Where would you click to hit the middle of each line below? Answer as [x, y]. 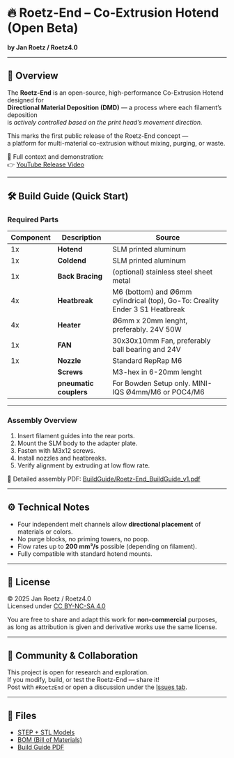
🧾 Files [22, 716]
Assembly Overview [42, 421]
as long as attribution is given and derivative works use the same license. [112, 627]
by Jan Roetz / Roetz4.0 [42, 47]
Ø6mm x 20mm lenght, [150, 320]
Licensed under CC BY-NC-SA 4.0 [56, 606]
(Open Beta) [43, 28]
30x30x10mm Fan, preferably [162, 341]
